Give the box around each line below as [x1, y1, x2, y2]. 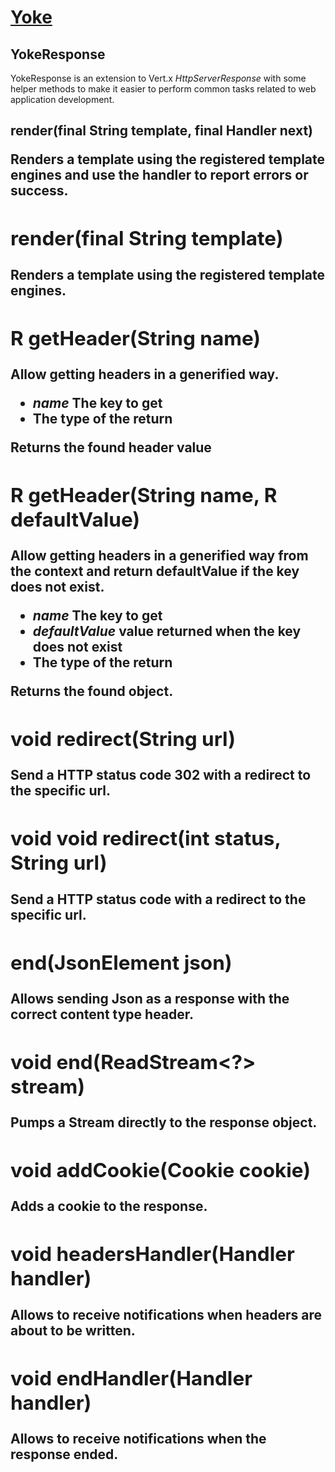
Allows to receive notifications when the [10, 1430, 267, 1447]
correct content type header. [10, 1006, 195, 1023]
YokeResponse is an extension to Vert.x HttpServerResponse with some [10, 72, 307, 84]
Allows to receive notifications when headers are [10, 1306, 322, 1323]
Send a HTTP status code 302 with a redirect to [10, 767, 312, 784]
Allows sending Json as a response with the [10, 990, 290, 1007]
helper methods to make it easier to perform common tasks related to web [10, 83, 317, 95]
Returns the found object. [10, 683, 174, 700]
